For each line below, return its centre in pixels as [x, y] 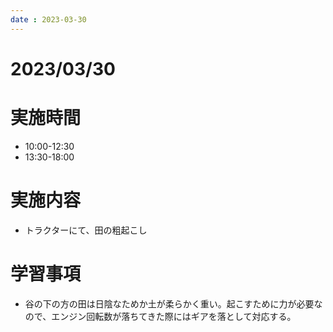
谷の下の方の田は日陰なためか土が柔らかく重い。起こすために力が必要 [169, 303]
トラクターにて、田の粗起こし [86, 230]
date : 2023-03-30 [48, 19]
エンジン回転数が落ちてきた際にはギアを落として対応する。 [174, 316]
